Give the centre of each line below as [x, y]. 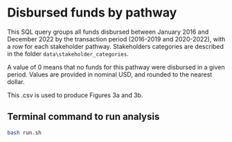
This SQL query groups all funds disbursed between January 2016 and [108, 32]
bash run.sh [24, 132]
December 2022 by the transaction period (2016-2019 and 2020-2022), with [116, 39]
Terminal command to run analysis [83, 117]
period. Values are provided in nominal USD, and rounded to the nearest [110, 74]
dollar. [16, 81]
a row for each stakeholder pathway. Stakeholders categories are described [115, 46]
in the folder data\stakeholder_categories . [68, 54]
